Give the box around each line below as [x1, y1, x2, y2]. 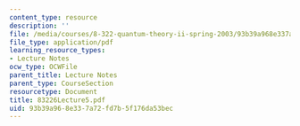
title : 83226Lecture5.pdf [9, 95, 105, 105]
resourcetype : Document [9, 87, 98, 96]
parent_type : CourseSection [9, 79, 114, 88]
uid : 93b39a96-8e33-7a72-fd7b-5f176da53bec [9, 104, 174, 113]
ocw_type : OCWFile [9, 63, 78, 72]
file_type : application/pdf [9, 37, 114, 47]
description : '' [9, 21, 70, 30]
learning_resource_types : [9, 46, 105, 55]
